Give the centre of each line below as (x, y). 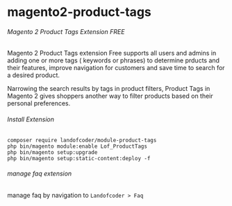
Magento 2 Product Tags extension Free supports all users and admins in (112, 53)
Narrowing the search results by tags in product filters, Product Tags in (109, 89)
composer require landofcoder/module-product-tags (82, 140)
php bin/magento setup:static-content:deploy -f (79, 158)
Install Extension (31, 119)
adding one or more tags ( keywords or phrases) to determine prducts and (114, 60)
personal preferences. (39, 103)
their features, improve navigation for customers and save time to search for (116, 68)
